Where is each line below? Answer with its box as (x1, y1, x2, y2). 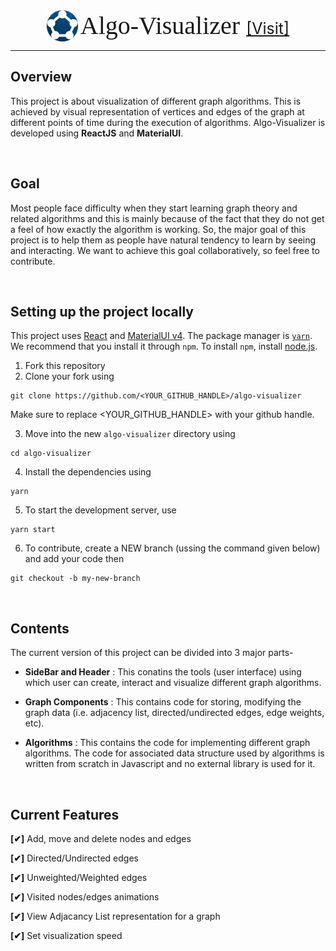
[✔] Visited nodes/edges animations (10, 891, 160, 903)
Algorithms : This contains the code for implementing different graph (24, 737, 311, 749)
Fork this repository (24, 360, 106, 372)
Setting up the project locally (10, 304, 194, 321)
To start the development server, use (24, 504, 177, 516)
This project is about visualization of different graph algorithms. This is (10, 95, 302, 107)
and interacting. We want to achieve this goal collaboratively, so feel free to (10, 244, 320, 256)
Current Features (10, 806, 120, 823)
